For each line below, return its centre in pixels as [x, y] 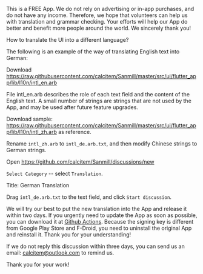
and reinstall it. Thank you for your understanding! [69, 235]
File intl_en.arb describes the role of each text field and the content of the [98, 94]
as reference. [75, 132]
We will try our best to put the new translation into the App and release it [97, 209]
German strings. [26, 150]
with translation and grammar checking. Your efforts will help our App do [97, 22]
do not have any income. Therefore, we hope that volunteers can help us [97, 15]
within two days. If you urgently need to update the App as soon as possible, [102, 215]
